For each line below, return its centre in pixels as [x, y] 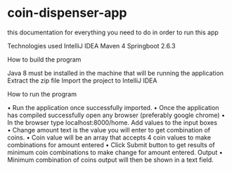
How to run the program [42, 94]
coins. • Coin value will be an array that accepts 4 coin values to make [109, 137]
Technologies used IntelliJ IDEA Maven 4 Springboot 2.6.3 [91, 46]
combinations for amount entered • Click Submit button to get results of [111, 144]
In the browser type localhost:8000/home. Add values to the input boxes [112, 122]
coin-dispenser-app [67, 13]
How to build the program [44, 59]
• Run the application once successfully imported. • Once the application [113, 107]
